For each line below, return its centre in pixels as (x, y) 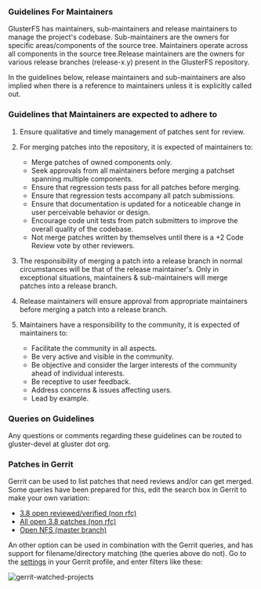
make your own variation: (49, 498)
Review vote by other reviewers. (83, 245)
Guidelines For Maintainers (61, 12)
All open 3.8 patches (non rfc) (68, 521)
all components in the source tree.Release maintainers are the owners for (127, 54)
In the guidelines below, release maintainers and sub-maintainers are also (127, 78)
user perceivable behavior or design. (91, 212)
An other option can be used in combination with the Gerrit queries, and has (130, 545)
